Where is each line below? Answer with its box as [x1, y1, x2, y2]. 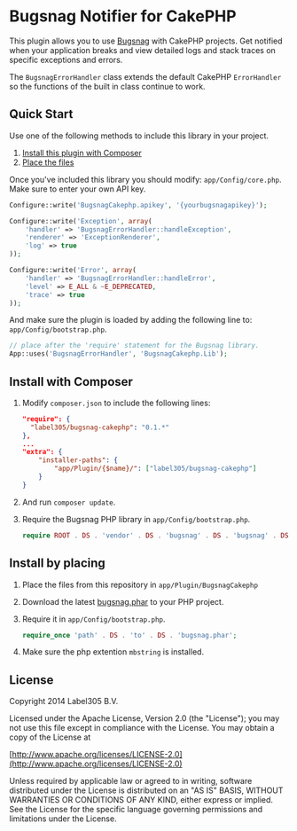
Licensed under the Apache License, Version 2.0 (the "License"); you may [9, 713, 280, 724]
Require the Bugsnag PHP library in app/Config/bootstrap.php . [21, 513, 251, 524]
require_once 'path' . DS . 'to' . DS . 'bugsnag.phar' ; [21, 631, 238, 639]
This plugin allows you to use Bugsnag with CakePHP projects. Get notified [9, 35, 283, 46]
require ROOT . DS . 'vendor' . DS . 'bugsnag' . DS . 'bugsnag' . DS [21, 530, 289, 540]
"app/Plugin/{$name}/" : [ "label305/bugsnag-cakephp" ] [54, 464, 257, 474]
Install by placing [9, 556, 106, 571]
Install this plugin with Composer [21, 147, 142, 158]
